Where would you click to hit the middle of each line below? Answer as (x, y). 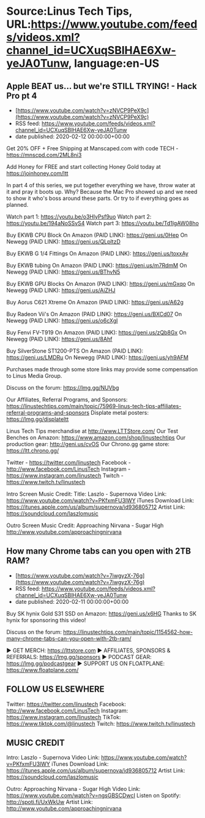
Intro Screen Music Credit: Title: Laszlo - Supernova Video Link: (87, 494)
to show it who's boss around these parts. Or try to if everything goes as (98, 198)
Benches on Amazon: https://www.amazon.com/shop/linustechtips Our (96, 438)
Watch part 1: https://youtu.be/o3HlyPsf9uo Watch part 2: (79, 217)
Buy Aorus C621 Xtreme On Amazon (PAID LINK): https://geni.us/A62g (95, 302)
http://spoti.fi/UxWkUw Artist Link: (50, 802)
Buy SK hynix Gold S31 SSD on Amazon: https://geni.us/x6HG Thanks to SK (102, 613)
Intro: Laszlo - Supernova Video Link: (53, 758)
